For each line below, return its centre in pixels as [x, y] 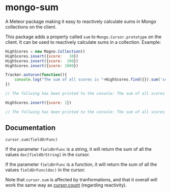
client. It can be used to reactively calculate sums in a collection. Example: [83, 42]
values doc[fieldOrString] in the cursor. [48, 154]
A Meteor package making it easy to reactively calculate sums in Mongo [81, 21]
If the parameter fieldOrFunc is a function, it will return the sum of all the [81, 164]
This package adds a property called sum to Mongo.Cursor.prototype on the [83, 37]
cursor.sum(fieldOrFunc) [32, 140]
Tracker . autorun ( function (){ [36, 75]
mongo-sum [32, 7]
